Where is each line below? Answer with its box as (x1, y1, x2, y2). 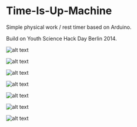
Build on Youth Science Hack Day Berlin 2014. (6, 35, 118, 42)
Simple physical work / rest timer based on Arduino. (6, 24, 132, 31)
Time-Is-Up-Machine (6, 4, 112, 18)
